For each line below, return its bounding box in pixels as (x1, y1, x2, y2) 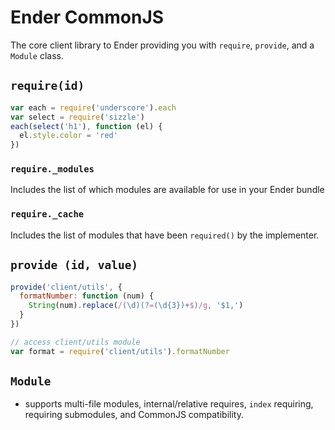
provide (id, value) (10, 258, 139, 273)
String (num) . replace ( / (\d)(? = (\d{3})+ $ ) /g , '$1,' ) (28, 301, 244, 311)
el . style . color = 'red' (19, 131, 118, 141)
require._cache (10, 209, 85, 220)
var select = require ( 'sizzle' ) (10, 112, 145, 122)
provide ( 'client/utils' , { (10, 282, 123, 292)
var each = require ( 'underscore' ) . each (10, 102, 177, 113)
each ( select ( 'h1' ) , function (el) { (10, 121, 163, 131)
